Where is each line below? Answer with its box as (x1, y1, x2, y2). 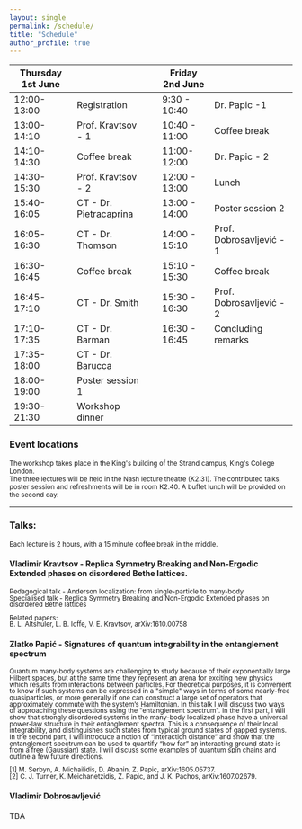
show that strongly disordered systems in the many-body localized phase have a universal (9, 712, 288, 722)
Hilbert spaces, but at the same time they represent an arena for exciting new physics (9, 673, 273, 682)
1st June (21, 78, 61, 91)
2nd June (163, 78, 205, 91)
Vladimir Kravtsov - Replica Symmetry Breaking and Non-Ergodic (9, 558, 259, 569)
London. (9, 467, 35, 476)
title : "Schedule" (9, 30, 78, 39)
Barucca (75, 360, 112, 372)
